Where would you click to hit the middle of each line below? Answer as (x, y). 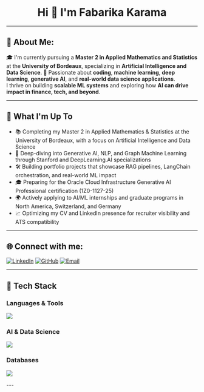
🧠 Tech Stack (32, 286)
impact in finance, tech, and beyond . (53, 92)
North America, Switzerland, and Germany (68, 206)
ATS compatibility (37, 221)
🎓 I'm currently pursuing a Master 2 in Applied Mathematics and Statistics (102, 57)
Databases (22, 360)
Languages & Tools (35, 303)
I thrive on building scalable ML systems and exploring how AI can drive (97, 85)
